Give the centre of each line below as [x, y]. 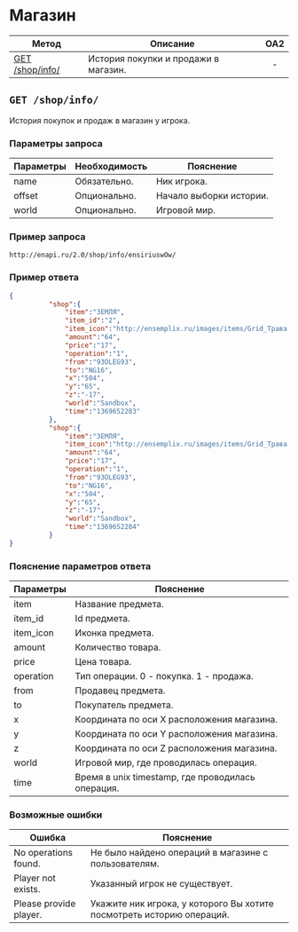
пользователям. [125, 864]
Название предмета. [119, 604]
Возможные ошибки [56, 815]
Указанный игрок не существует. [161, 884]
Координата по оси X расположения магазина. [176, 720]
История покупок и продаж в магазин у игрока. [100, 120]
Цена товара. [103, 662]
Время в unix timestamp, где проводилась [165, 778]
